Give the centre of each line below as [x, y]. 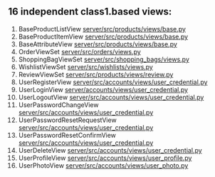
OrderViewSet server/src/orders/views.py [79, 51]
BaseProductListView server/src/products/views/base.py [102, 29]
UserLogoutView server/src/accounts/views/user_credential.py [111, 97]
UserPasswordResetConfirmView [67, 135]
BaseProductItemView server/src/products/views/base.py [103, 36]
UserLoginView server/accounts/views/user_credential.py [103, 89]
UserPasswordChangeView [58, 105]
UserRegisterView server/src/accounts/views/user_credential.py [113, 82]
